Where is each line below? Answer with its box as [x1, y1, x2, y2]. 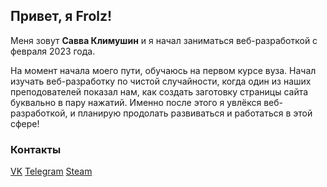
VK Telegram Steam [10, 165, 93, 178]
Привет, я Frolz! [10, 8, 113, 25]
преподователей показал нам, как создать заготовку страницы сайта [10, 85, 309, 98]
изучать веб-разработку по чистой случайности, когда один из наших [10, 75, 312, 87]
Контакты [10, 142, 62, 156]
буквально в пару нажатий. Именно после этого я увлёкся [10, 96, 262, 108]
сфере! [10, 117, 40, 129]
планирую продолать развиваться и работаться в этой [77, 107, 313, 119]
